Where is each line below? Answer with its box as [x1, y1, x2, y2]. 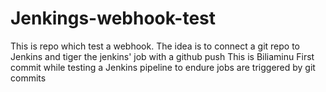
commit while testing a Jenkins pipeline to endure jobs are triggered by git [10, 61, 316, 73]
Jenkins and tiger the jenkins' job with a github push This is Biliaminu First [10, 50, 315, 62]
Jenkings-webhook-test [10, 7, 217, 30]
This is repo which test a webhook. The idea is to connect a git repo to [10, 40, 300, 52]
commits [10, 72, 47, 84]
